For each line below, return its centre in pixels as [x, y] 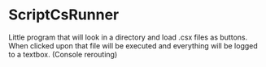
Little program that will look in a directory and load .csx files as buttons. [128, 37]
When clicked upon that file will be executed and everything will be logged [133, 45]
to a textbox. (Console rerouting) [63, 54]
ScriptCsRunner [64, 15]
